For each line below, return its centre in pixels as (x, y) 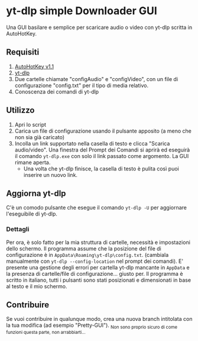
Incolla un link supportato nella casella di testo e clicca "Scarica (92, 143)
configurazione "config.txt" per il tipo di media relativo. (82, 85)
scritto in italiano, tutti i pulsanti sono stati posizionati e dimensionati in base (98, 280)
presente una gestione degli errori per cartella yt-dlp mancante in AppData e (98, 267)
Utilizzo (20, 110)
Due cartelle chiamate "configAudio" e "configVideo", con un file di (96, 79)
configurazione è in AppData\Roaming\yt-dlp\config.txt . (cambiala (87, 255)
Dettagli (18, 229)
